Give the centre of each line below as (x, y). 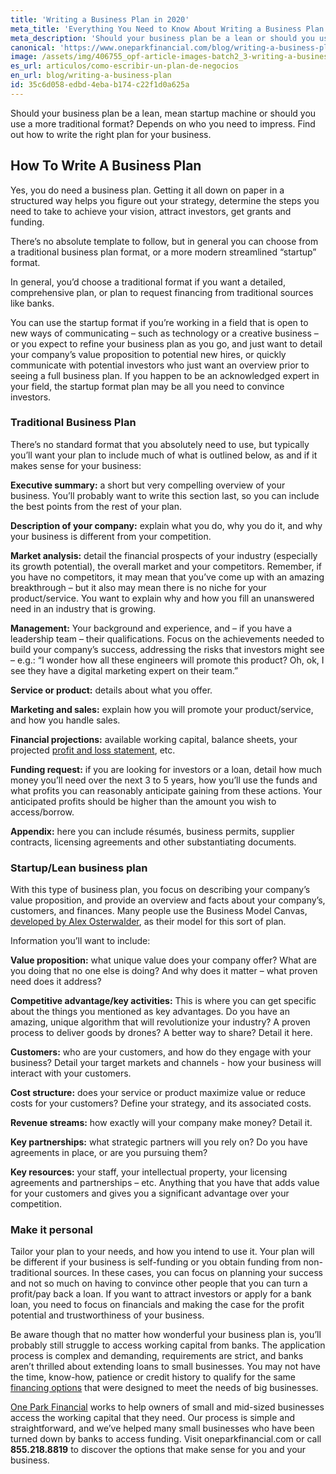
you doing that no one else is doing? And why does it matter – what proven (164, 971)
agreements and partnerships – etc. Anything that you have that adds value (165, 1183)
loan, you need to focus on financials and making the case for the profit (157, 1305)
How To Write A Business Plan (106, 166)
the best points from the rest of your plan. (96, 506)
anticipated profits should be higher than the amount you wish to (143, 801)
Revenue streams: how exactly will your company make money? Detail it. (161, 1123)
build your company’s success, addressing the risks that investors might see (167, 649)
